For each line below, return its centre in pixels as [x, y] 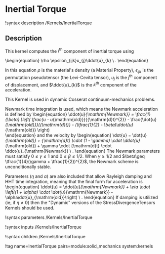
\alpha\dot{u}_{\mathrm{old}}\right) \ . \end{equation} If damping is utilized [82, 197]
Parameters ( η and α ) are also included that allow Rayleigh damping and [79, 176]
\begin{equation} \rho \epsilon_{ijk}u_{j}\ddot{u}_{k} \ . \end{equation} [77, 61]
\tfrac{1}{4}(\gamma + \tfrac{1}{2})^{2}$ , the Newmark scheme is [72, 162]
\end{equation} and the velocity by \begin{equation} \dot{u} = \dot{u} [76, 135]
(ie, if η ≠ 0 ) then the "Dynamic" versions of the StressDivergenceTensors [80, 203]
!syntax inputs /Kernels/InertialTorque [43, 227]
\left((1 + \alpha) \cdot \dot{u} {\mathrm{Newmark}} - [59, 192]
